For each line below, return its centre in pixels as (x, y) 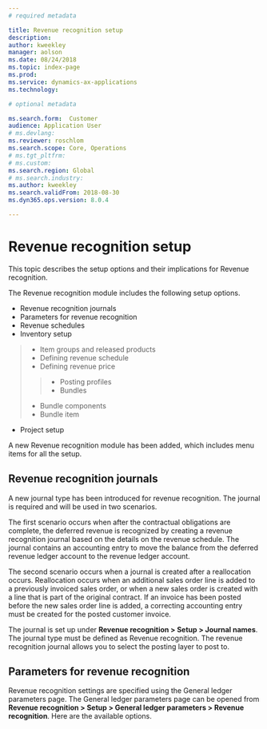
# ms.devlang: (32, 133)
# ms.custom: (30, 163)
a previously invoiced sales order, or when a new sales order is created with (133, 588)
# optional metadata (43, 104)
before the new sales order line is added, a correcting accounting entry (126, 605)
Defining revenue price (78, 366)
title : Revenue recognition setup (66, 30)
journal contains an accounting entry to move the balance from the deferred (133, 548)
